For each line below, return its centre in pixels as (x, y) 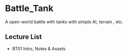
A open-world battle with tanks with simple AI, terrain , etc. (64, 22)
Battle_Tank (29, 8)
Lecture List (24, 37)
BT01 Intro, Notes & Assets (39, 48)
